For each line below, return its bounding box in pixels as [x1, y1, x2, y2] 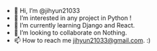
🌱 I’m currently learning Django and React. [13, 21, 135, 29]
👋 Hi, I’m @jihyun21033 [13, 7, 81, 14]
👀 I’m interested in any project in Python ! [13, 14, 132, 22]
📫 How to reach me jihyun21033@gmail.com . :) [13, 37, 151, 44]
